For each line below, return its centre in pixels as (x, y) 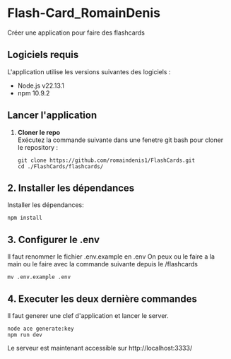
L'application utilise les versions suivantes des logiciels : (89, 71)
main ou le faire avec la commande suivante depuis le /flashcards (102, 264)
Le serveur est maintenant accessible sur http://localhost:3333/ (100, 348)
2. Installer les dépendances (71, 188)
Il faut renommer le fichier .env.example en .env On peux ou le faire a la (111, 257)
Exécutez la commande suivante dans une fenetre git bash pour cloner (120, 140)
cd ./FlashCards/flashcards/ (60, 166)
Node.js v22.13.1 (41, 86)
